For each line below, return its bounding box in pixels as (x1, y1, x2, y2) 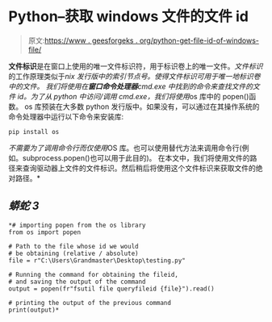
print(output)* (8, 306, 60, 314)
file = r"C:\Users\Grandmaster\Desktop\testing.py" (8, 256, 186, 265)
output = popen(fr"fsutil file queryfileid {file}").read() (8, 284, 216, 293)
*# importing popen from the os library (8, 221, 147, 229)
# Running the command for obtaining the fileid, (8, 270, 179, 278)
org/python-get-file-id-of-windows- (139, 36, 260, 45)
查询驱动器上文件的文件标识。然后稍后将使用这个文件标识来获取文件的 (22, 163, 256, 173)
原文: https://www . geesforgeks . (27, 36, 138, 45)
